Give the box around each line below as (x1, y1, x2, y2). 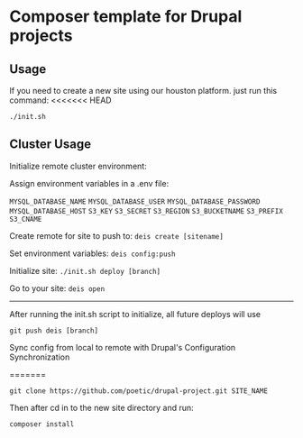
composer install (9, 419, 75, 429)
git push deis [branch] (9, 326, 99, 335)
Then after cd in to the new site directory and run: (9, 402, 194, 413)
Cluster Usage (9, 137, 92, 152)
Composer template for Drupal (9, 6, 243, 27)
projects (9, 25, 74, 46)
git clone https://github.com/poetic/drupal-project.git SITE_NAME (9, 386, 269, 396)
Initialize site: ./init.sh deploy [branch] (9, 265, 161, 276)
